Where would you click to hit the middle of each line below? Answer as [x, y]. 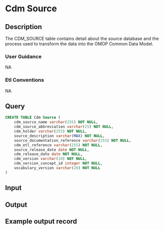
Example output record [41, 221]
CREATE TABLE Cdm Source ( [33, 118]
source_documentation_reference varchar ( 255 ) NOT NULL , [73, 140]
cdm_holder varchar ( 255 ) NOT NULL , [51, 131]
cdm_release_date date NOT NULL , [48, 154]
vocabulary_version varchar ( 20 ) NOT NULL [57, 168]
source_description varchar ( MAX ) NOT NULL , [60, 136]
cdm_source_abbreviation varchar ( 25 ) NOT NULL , [64, 127]
